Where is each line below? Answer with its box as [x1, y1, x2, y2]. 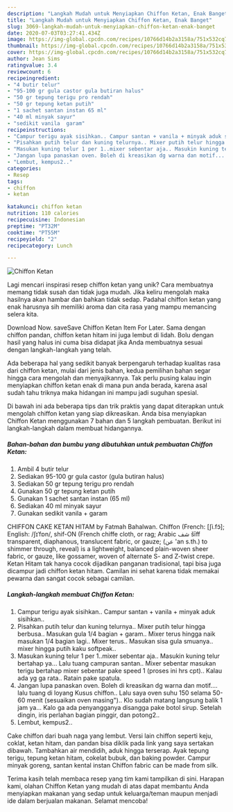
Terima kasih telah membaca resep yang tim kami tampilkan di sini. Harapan [7, 775, 225, 783]
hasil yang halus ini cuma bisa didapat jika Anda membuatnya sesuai [7, 338, 203, 347]
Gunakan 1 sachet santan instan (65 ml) [17, 494, 130, 503]
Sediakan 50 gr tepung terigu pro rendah [17, 480, 134, 488]
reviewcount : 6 [7, 68, 51, 75]
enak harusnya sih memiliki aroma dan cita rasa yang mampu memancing [7, 303, 217, 311]
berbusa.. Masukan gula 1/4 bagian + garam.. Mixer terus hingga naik [17, 629, 216, 638]
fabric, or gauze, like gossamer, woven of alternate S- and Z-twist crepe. [7, 552, 215, 561]
